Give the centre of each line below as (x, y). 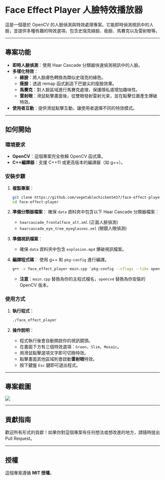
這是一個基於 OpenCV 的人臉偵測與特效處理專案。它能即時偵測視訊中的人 (79, 25)
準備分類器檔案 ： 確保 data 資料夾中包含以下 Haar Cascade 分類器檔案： (86, 212)
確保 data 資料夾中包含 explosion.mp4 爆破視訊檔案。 (73, 249)
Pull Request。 (20, 439)
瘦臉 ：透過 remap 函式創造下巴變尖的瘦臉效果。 (68, 83)
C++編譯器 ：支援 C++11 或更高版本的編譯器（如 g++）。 (69, 162)
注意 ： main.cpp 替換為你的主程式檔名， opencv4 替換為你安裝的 (82, 279)
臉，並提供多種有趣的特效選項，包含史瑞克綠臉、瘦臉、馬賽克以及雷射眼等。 (82, 30)
